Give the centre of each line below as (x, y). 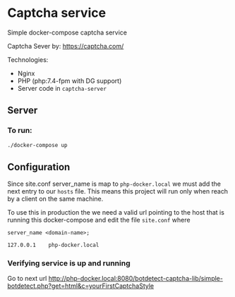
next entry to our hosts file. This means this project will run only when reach (117, 191)
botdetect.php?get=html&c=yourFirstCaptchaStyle (80, 286)
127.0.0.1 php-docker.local (53, 245)
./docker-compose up (38, 145)
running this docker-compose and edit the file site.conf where (99, 220)
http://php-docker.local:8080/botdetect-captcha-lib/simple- (136, 279)
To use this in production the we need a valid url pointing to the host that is (116, 213)
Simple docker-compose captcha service (67, 32)
